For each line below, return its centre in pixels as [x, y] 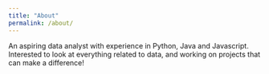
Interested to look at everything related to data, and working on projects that [134, 54]
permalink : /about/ [41, 23]
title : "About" [34, 16]
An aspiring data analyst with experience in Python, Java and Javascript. [128, 45]
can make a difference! [46, 62]
